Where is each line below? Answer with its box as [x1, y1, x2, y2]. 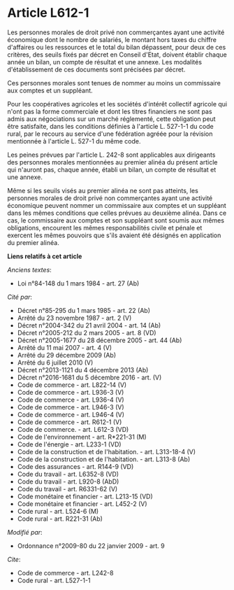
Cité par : [7, 293, 33, 301]
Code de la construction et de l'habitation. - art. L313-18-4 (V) [17, 447, 196, 456]
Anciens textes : [7, 265, 52, 274]
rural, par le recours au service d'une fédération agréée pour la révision [7, 129, 213, 138]
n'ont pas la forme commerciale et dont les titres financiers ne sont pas [7, 107, 212, 115]
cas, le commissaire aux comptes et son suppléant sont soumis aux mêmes [7, 216, 225, 225]
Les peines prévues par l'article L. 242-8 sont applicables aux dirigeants [7, 150, 216, 159]
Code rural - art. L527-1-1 [17, 576, 91, 584]
